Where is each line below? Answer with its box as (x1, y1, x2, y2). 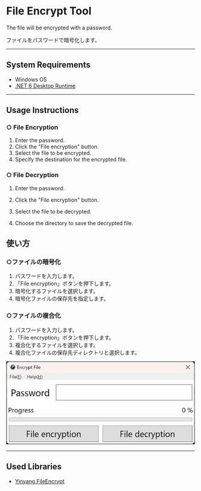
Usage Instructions (6, 105, 79, 115)
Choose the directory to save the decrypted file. (14, 219, 133, 226)
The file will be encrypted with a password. (6, 24, 112, 31)
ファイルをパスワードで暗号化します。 (6, 36, 100, 43)
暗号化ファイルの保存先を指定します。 (14, 295, 109, 303)
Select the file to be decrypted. (14, 208, 92, 215)
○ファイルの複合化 (6, 312, 61, 320)
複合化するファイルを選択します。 (14, 341, 99, 349)
